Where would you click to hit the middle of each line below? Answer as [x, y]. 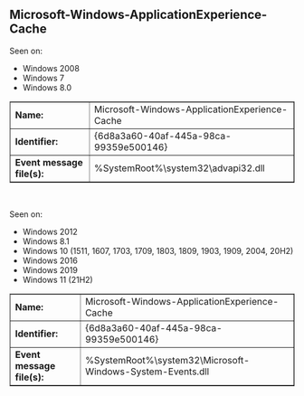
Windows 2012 [50, 231]
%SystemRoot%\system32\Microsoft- [167, 360]
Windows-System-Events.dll [147, 372]
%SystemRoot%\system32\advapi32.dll [179, 168]
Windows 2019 [50, 269]
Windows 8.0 [47, 87]
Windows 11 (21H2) [57, 279]
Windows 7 [43, 78]
